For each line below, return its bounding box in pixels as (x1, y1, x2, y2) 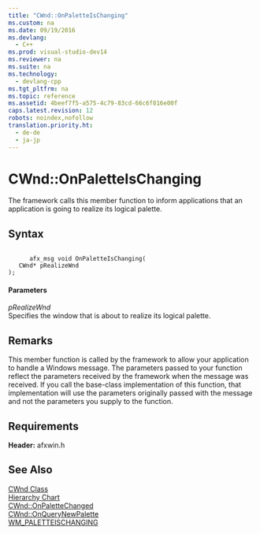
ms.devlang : (8, 33, 47, 42)
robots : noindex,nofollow (8, 114, 93, 122)
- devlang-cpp (15, 77, 61, 85)
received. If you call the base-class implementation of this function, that (8, 380, 242, 390)
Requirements (8, 419, 79, 433)
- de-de (15, 128, 41, 136)
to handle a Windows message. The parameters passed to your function (8, 363, 243, 373)
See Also (8, 463, 53, 477)
